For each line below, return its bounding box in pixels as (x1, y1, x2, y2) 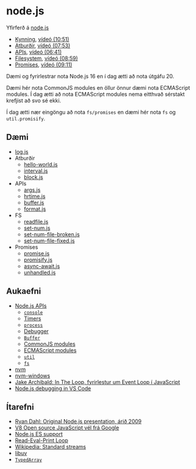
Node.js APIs (14, 302, 47, 309)
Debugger (23, 327, 49, 334)
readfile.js (23, 218, 49, 225)
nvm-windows (14, 372, 51, 379)
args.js (23, 186, 41, 193)
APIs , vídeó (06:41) (14, 48, 62, 55)
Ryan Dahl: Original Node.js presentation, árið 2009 (14, 418, 142, 425)
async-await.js (23, 262, 60, 270)
